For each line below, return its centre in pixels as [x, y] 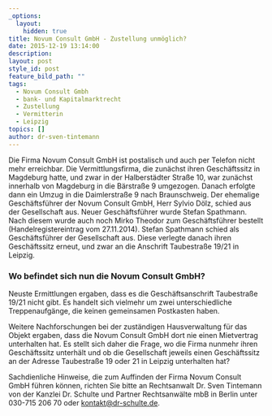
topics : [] [27, 129]
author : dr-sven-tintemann [54, 136]
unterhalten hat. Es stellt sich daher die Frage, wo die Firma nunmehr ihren [133, 344]
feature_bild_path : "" [47, 76]
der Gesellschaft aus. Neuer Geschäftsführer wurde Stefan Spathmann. [128, 211]
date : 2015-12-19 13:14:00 [54, 46]
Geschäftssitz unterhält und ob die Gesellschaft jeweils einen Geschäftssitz [134, 352]
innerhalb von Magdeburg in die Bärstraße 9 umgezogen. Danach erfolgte [132, 186]
